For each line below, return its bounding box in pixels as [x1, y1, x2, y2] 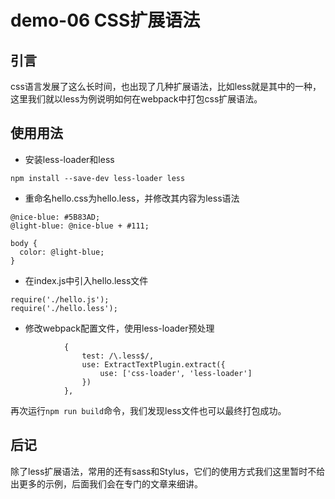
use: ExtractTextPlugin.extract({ [81, 359, 226, 370]
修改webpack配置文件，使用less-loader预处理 [24, 322, 215, 334]
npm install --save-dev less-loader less [10, 173, 186, 183]
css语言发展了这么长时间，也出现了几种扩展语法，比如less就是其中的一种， [10, 81, 322, 92]
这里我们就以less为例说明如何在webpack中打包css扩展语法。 [10, 93, 263, 105]
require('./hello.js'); [10, 294, 110, 305]
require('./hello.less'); [10, 303, 118, 313]
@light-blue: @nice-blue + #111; [10, 221, 150, 231]
